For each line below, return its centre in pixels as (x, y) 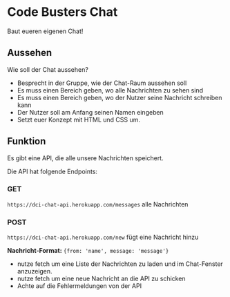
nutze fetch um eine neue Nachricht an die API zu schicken (101, 279)
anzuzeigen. (35, 271)
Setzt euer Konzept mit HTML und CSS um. (78, 119)
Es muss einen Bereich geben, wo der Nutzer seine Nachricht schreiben (119, 97)
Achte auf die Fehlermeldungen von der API (79, 286)
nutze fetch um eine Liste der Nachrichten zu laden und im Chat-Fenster (120, 264)
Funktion (27, 141)
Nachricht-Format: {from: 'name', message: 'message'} (88, 251)
